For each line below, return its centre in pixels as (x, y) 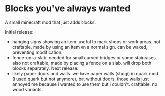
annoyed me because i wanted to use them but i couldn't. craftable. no (85, 84)
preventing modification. (37, 52)
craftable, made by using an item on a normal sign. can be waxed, (80, 47)
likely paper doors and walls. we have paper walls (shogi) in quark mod (85, 73)
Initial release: (19, 32)
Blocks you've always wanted (68, 9)
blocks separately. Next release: (45, 68)
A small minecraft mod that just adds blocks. (51, 22)
